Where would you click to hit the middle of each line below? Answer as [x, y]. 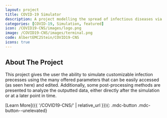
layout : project [22, 10]
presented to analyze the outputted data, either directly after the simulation [82, 90]
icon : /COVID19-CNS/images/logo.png [43, 28]
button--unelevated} [26, 111]
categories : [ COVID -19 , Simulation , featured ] [54, 24]
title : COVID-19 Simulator [33, 14]
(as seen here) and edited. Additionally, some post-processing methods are [83, 85]
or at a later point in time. [31, 96]
